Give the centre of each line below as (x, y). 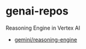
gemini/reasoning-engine (46, 39)
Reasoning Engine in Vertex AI (43, 28)
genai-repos (37, 11)
